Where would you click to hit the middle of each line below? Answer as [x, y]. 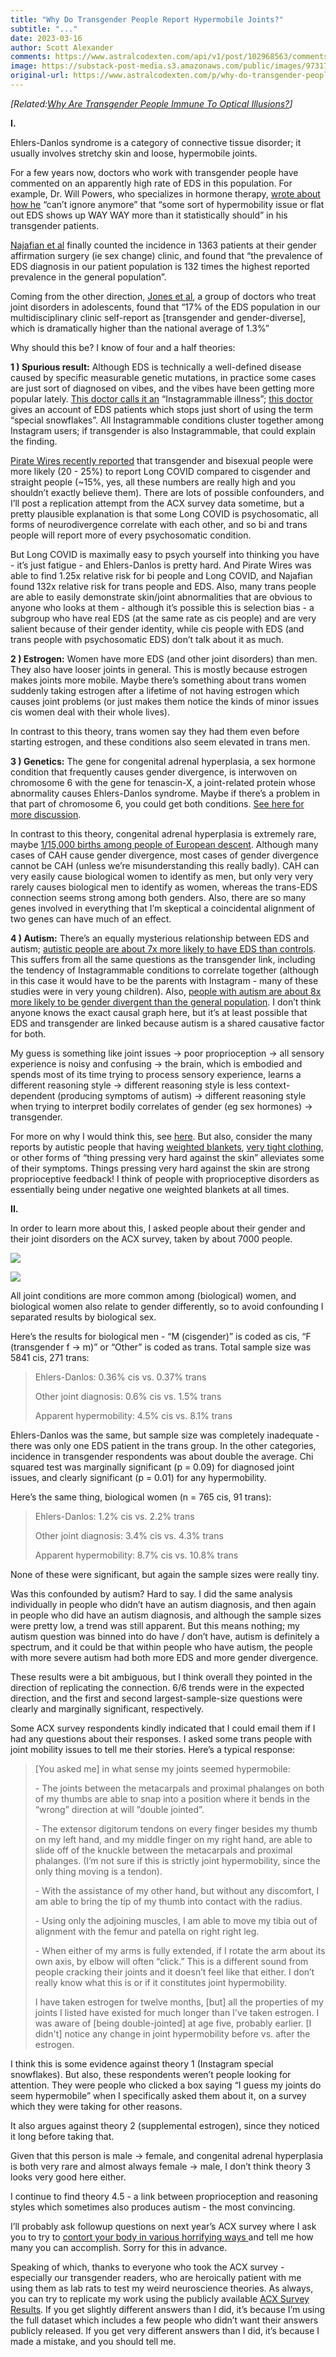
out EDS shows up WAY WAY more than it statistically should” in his [149, 215]
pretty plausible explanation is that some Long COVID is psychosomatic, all [164, 513]
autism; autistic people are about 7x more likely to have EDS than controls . [163, 948]
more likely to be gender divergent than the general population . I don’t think [166, 1002]
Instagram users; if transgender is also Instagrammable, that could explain [163, 430]
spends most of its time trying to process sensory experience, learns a [156, 1074]
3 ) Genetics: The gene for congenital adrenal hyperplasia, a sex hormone [163, 761]
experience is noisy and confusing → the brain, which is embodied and [156, 1063]
